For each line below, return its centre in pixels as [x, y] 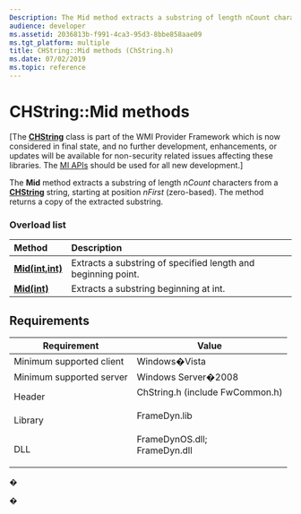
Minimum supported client [69, 361]
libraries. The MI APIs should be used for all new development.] [126, 165]
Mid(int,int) [38, 269]
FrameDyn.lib [164, 415]
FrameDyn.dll [164, 450]
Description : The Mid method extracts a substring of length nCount [140, 17]
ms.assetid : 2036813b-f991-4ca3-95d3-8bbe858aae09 [106, 34]
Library [29, 420]
